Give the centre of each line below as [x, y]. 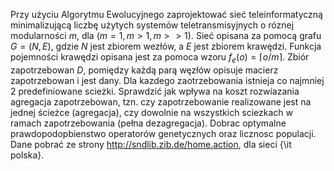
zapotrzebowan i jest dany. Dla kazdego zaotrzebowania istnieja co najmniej [167, 80]
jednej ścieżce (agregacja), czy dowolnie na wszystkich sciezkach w [152, 112]
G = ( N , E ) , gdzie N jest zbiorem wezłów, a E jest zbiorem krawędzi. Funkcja [166, 46]
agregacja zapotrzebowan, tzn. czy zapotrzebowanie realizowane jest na [161, 101]
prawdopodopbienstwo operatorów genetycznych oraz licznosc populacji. [163, 133]
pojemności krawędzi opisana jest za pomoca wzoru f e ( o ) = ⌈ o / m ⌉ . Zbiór [160, 58]
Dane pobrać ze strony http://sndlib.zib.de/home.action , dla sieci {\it [151, 144]
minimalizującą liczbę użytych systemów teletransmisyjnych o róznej [152, 25]
